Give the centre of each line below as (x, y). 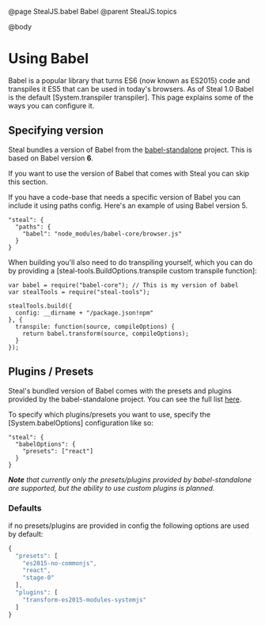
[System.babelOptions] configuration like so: (81, 423)
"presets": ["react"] (58, 451)
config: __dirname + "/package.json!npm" (85, 313)
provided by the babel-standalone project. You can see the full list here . (125, 399)
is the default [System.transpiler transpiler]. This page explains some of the (131, 97)
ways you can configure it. (51, 105)
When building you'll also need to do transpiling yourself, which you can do (131, 262)
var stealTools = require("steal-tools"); (79, 292)
